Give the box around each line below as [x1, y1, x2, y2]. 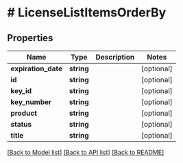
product [10, 108, 38, 118]
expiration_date [10, 64, 63, 73]
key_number [10, 97, 52, 107]
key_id [10, 86, 32, 95]
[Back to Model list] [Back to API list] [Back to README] [7, 149, 164, 156]
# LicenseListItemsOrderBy [7, 5, 167, 21]
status [10, 120, 32, 129]
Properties [7, 32, 53, 44]
